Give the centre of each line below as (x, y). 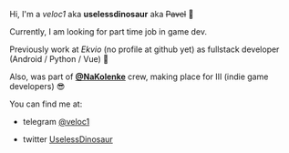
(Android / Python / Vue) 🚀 (59, 59)
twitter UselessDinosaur (68, 139)
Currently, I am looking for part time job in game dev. (108, 31)
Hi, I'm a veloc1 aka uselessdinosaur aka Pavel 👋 (102, 14)
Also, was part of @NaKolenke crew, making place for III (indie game (139, 76)
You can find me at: (46, 104)
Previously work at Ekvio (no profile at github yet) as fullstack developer (144, 49)
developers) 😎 (37, 86)
